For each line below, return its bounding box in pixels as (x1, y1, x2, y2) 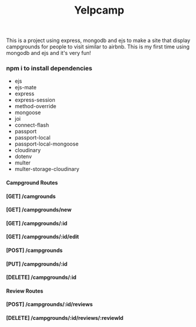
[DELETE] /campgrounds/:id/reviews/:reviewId (6, 315, 124, 322)
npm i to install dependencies (6, 64, 93, 73)
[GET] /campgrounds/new (6, 206, 72, 213)
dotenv (14, 153, 32, 160)
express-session (14, 96, 55, 103)
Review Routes (6, 287, 44, 294)
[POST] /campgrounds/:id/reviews (6, 301, 93, 308)
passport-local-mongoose (14, 140, 79, 148)
